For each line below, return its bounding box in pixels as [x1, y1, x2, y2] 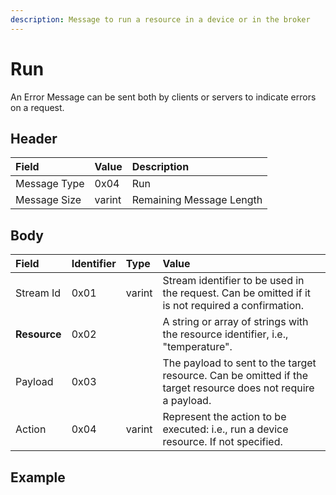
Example [10, 469, 66, 486]
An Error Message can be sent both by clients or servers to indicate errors [10, 91, 317, 103]
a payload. [162, 394, 212, 408]
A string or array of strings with [162, 315, 309, 329]
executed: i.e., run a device [162, 422, 289, 436]
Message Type [15, 177, 85, 191]
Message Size [15, 193, 82, 207]
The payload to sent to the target [162, 356, 317, 370]
